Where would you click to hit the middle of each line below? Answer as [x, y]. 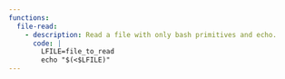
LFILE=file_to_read [78, 52]
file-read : [37, 26]
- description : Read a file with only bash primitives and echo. [151, 35]
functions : [29, 18]
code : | [47, 43]
